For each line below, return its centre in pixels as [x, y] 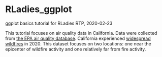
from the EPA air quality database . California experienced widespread [78, 38]
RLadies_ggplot [39, 9]
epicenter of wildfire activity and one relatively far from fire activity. [76, 49]
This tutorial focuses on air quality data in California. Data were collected [81, 33]
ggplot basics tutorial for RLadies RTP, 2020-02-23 [59, 23]
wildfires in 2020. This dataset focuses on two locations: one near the [78, 43]
